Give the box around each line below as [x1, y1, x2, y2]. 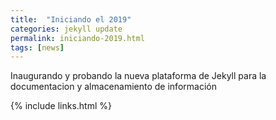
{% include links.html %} [10, 100, 112, 112]
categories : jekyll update [10, 24, 123, 34]
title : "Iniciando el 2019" [10, 14, 132, 25]
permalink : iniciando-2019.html [10, 33, 145, 43]
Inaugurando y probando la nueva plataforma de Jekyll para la [10, 70, 267, 82]
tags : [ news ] [10, 42, 65, 53]
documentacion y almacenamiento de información [10, 81, 217, 93]
